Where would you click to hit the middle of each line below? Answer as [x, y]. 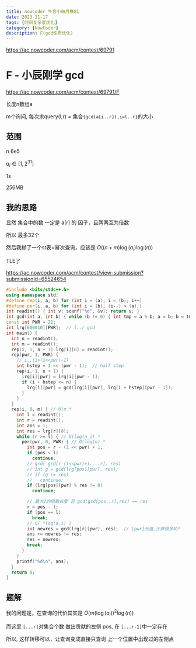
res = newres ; [44, 540]
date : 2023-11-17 [27, 17]
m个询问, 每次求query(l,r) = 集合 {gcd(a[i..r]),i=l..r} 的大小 [80, 116]
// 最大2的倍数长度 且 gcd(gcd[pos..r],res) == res [87, 502]
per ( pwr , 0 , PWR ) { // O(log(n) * [64, 442]
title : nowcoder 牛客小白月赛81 [43, 11]
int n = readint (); [35, 338]
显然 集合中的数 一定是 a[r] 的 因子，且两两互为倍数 [68, 222]
